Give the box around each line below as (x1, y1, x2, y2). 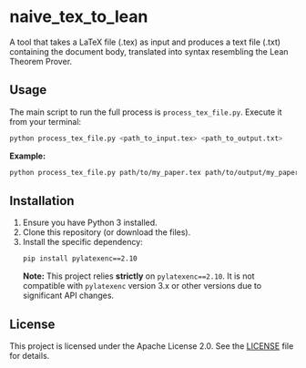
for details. (9, 351, 50, 361)
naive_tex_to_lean (9, 6, 148, 27)
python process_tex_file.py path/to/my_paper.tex (9, 168, 202, 177)
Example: (9, 150, 46, 161)
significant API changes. (22, 290, 115, 302)
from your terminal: (9, 116, 82, 127)
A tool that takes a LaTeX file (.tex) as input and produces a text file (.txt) (9, 36, 280, 47)
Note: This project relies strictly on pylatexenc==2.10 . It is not (22, 271, 255, 281)
